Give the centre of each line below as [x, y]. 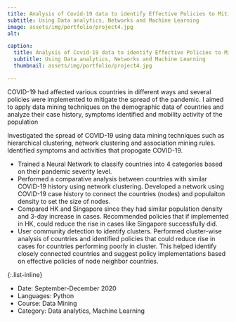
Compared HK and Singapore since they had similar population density [120, 209]
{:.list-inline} [25, 274]
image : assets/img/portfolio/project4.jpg [70, 27]
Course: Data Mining [47, 303]
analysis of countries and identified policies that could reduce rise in [116, 238]
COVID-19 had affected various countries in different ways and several [109, 91]
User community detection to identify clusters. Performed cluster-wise [120, 231]
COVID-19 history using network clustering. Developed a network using [121, 186]
